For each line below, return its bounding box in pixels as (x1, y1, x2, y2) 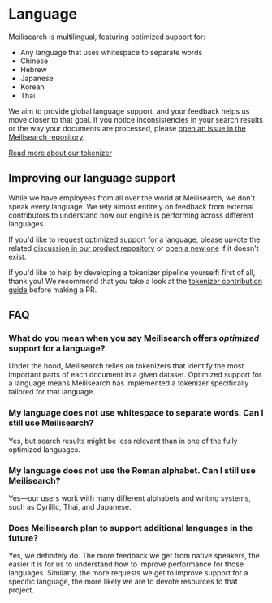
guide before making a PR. (8, 285, 97, 295)
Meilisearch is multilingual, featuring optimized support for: (8, 32, 205, 41)
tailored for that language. (8, 387, 96, 397)
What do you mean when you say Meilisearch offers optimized (8, 333, 260, 344)
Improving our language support (8, 171, 176, 185)
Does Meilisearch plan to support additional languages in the (8, 522, 253, 533)
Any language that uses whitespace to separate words (19, 47, 203, 57)
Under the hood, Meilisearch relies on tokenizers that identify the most (8, 361, 244, 371)
